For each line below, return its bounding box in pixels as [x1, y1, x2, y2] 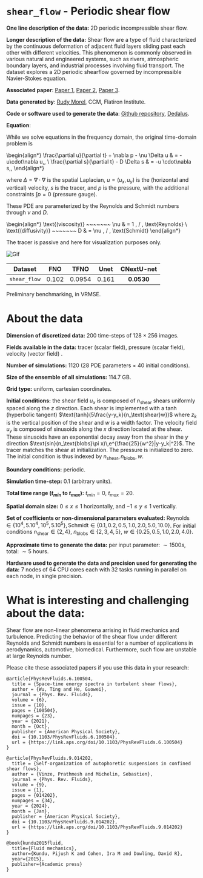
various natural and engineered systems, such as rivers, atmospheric [6, 55, 179, 62]
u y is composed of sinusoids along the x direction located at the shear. [6, 425, 183, 434]
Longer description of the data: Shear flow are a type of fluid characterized [6, 36, 196, 43]
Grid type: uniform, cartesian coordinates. [6, 385, 112, 392]
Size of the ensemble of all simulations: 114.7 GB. [6, 373, 131, 381]
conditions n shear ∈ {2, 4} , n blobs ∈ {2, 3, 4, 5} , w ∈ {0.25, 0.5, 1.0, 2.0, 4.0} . [6, 528, 194, 537]
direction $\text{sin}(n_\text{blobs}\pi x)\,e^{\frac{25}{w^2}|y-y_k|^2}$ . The [6, 440, 195, 447]
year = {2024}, [12, 803, 50, 810]
